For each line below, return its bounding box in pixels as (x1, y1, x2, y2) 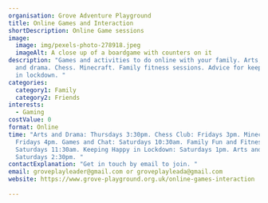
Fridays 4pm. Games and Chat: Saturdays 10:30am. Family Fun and (15, 137, 238, 146)
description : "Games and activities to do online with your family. (8, 57, 241, 65)
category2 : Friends (15, 94, 81, 101)
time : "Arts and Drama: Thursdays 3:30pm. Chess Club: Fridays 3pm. (8, 130, 241, 138)
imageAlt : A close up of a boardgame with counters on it (15, 49, 213, 57)
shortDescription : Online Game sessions (8, 26, 145, 34)
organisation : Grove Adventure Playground (8, 11, 152, 20)
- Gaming (15, 109, 45, 117)
